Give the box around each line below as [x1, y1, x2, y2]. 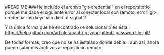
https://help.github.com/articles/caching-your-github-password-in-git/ [5, 30, 150, 35]
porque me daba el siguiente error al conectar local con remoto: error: [5, 9, 149, 15]
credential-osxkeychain [5, 15, 53, 20]
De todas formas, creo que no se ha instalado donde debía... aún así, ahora [5, 39, 159, 45]
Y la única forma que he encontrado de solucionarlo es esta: [5, 24, 129, 30]
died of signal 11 [54, 15, 87, 20]
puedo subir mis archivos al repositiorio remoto [5, 45, 102, 50]
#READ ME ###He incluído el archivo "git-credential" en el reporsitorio [5, 4, 150, 10]
